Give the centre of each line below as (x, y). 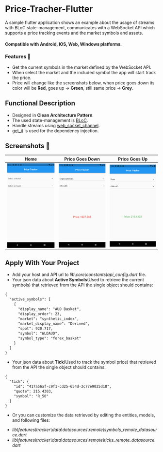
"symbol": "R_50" (31, 396)
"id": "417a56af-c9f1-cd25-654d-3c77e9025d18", (63, 387)
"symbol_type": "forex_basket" (49, 338)
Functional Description (40, 103)
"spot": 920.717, (35, 329)
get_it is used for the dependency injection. (55, 131)
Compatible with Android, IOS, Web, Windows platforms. (64, 44)
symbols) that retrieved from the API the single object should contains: (82, 285)
